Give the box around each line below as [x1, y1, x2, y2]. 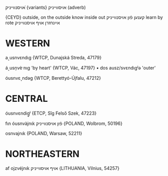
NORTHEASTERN [5, 148, 80, 160]
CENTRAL [5, 93, 48, 104]
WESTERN [5, 38, 50, 49]
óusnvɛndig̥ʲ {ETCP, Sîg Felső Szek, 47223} [5, 110, 97, 116]
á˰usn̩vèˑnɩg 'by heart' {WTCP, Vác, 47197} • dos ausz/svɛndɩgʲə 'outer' [5, 64, 156, 71]
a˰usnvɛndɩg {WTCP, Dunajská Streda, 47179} [5, 54, 102, 60]
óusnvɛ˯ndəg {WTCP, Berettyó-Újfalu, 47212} [5, 75, 101, 81]
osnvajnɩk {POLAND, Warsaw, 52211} [5, 130, 83, 136]
